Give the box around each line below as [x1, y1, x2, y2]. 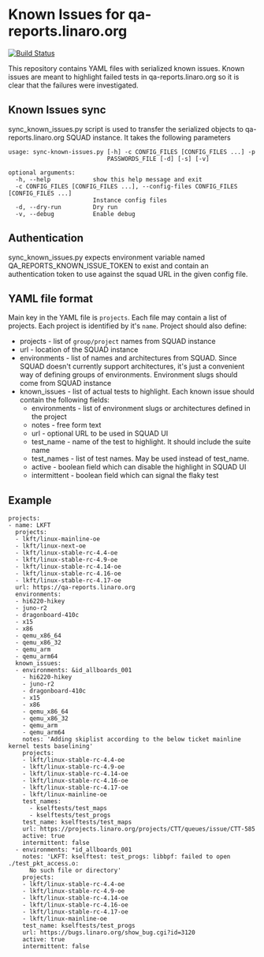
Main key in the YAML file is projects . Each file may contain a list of [8, 313, 227, 323]
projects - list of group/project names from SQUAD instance [19, 337, 216, 346]
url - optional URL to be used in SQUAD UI [31, 428, 169, 439]
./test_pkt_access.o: [8, 860, 80, 868]
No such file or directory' [28, 866, 122, 875]
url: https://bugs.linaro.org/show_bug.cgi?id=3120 [22, 929, 195, 936]
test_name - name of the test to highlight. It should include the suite [31, 437, 251, 447]
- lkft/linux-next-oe [15, 542, 87, 550]
